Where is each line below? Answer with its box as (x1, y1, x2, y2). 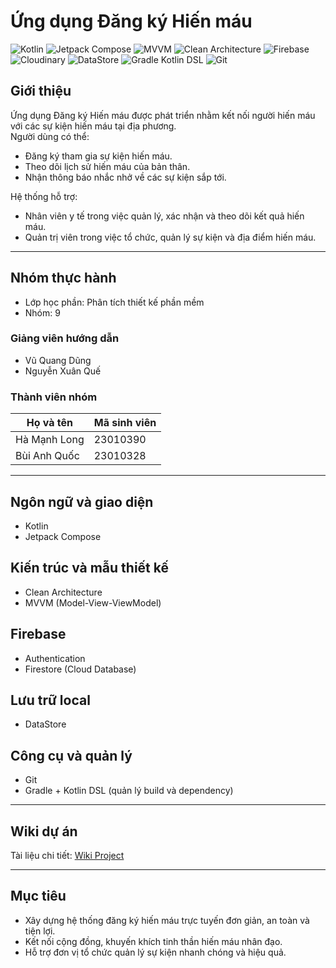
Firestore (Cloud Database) (24, 663, 137, 675)
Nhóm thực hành (10, 270, 117, 287)
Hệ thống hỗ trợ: (10, 190, 78, 202)
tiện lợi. (24, 925, 56, 937)
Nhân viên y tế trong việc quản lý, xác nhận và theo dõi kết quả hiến (24, 210, 305, 222)
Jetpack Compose (24, 530, 102, 542)
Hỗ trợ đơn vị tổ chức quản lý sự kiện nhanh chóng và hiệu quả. (24, 946, 287, 958)
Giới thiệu (10, 83, 72, 100)
